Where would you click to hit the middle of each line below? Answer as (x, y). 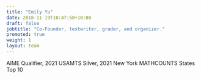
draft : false (23, 23)
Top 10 (15, 69)
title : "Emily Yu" (30, 12)
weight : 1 (19, 40)
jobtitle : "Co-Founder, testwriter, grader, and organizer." (86, 29)
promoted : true (26, 35)
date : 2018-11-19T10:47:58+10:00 (49, 18)
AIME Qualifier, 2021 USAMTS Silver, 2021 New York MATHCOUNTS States (101, 63)
